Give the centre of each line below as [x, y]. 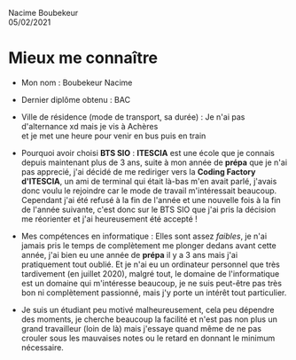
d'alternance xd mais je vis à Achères [90, 126]
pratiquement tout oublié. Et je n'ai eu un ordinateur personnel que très [151, 264]
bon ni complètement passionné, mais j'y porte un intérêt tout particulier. [154, 293]
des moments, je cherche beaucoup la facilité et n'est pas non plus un [149, 319]
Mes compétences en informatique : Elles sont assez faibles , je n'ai [144, 236]
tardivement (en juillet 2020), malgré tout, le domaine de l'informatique [150, 273]
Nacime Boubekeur [43, 13]
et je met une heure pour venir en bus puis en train [113, 136]
